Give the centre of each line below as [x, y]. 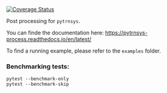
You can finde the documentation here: [55, 33]
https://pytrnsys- [126, 33]
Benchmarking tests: [38, 66]
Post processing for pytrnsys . [43, 21]
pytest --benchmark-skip [38, 85]
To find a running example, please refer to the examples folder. [84, 51]
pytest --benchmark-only [38, 79]
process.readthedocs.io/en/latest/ [49, 39]
